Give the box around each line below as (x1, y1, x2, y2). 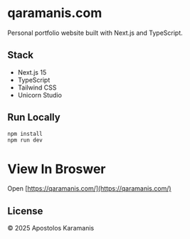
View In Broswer (7, 161, 106, 177)
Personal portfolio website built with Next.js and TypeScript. (7, 28, 183, 37)
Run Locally (7, 112, 60, 124)
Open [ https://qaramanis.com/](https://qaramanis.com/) (7, 184, 172, 193)
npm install (7, 130, 43, 137)
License (7, 205, 43, 217)
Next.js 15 (17, 68, 47, 76)
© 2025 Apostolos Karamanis (7, 224, 95, 233)
